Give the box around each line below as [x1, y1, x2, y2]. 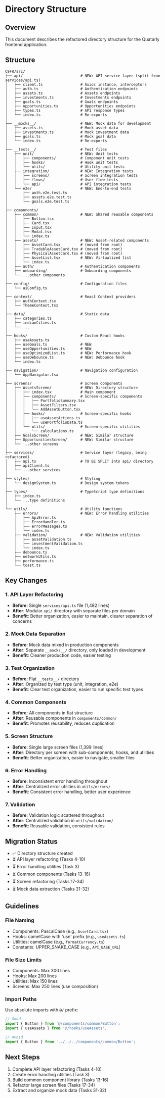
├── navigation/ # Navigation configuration [5, 368, 138, 373]
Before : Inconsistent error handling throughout [12, 778, 108, 784]
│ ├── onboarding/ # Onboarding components [5, 268, 132, 273]
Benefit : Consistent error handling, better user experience [12, 789, 131, 795]
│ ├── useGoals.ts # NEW [5, 342, 92, 347]
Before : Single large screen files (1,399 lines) [12, 744, 104, 750]
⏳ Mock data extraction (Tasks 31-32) [12, 886, 89, 892]
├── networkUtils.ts [14, 554, 56, 559]
